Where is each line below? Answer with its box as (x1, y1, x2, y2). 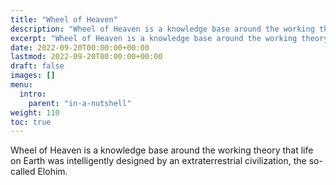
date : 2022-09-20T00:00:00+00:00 (10, 42, 150, 53)
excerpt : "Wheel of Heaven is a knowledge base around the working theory (10, 33, 329, 43)
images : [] (10, 71, 56, 81)
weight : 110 (10, 107, 60, 118)
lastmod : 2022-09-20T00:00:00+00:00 (10, 52, 163, 62)
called (10, 166, 36, 178)
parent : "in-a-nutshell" (28, 98, 132, 108)
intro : (19, 89, 47, 99)
